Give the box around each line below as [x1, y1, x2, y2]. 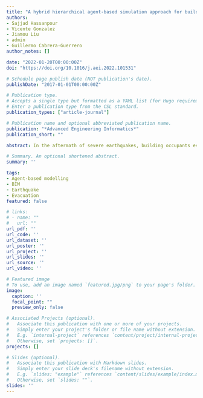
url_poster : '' [6, 243, 45, 249]
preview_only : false [11, 304, 63, 311]
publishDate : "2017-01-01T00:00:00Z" [6, 81, 101, 88]
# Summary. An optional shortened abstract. [6, 153, 120, 159]
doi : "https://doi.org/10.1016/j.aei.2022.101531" [6, 65, 137, 71]
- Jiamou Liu [6, 32, 39, 38]
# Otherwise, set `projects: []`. [6, 337, 98, 344]
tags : [6, 170, 20, 176]
